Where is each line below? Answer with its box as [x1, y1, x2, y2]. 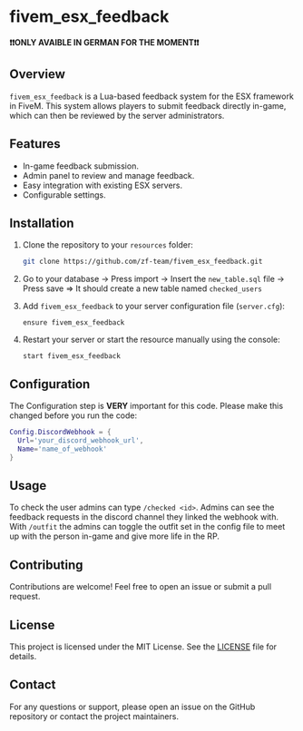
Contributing [9, 557, 83, 572]
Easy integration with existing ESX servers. [22, 180, 183, 190]
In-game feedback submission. [22, 161, 139, 171]
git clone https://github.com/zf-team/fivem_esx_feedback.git [22, 257, 263, 267]
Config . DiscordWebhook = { [9, 428, 112, 437]
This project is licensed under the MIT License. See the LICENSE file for [9, 641, 278, 652]
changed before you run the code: [9, 410, 138, 421]
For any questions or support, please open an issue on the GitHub [9, 701, 256, 712]
